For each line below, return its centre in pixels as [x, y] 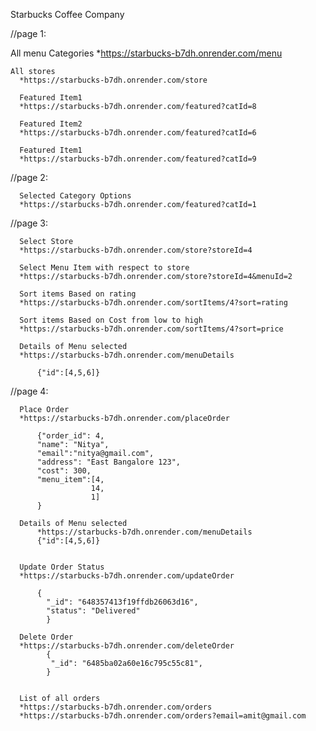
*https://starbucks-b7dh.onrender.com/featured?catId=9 [138, 159]
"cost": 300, [64, 471]
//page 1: [28, 33]
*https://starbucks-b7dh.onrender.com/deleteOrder [127, 646]
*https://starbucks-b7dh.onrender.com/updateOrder [127, 576]
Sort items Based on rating [78, 294]
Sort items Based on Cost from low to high [111, 320]
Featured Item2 [51, 124]
